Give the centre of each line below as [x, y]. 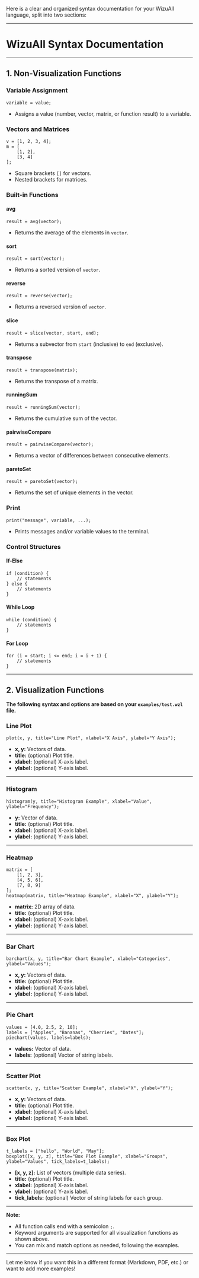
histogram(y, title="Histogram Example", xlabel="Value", [79, 801]
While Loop [20, 607]
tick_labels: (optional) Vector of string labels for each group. [89, 1198]
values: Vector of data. [43, 1048]
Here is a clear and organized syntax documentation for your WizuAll [90, 9]
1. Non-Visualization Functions [64, 74]
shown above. [32, 1239]
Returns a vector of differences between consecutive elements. [92, 456]
